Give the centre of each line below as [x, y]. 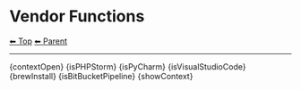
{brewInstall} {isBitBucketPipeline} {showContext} [101, 76]
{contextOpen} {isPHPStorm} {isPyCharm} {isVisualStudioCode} [128, 66]
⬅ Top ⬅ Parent [39, 41]
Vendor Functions [77, 16]
